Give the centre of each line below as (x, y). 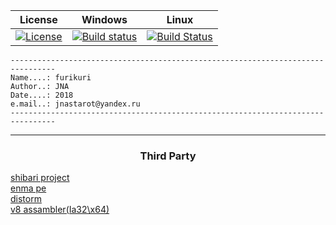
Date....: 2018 (42, 95)
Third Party (168, 156)
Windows (104, 19)
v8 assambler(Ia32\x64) (60, 210)
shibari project (40, 178)
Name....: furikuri (51, 78)
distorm (26, 199)
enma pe (28, 188)
